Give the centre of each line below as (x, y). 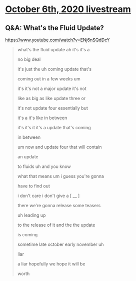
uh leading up (31, 215)
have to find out (33, 186)
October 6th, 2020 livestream (68, 9)
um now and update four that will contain (59, 147)
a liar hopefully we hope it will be (51, 264)
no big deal (29, 59)
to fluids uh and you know (44, 166)
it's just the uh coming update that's (54, 69)
